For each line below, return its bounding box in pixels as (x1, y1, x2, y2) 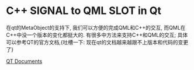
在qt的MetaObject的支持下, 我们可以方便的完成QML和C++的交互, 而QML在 (6, 24, 186, 31)
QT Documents (6, 57, 43, 65)
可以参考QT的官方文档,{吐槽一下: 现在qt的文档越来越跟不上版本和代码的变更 (6, 38, 189, 45)
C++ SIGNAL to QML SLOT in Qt (6, 4, 162, 17)
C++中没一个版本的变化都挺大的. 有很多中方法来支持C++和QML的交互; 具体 (6, 31, 188, 38)
